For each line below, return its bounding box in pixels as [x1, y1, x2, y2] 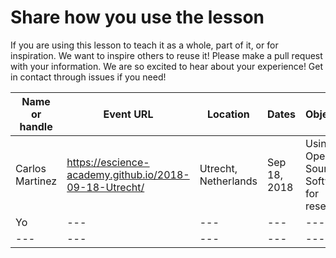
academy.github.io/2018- [66, 167, 190, 181]
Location [206, 107, 250, 121]
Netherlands [199, 174, 258, 188]
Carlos [15, 161, 47, 175]
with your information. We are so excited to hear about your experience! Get [10, 60, 324, 72]
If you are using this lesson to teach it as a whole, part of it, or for [10, 39, 279, 51]
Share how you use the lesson [10, 6, 265, 29]
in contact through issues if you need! [10, 71, 167, 83]
